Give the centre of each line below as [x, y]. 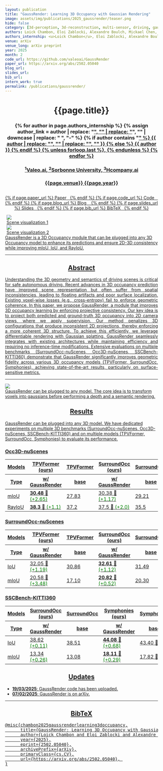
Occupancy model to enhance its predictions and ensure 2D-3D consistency [81, 243]
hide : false [17, 23]
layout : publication [26, 9]
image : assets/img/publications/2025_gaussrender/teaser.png [68, 18]
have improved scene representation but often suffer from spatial [81, 290]
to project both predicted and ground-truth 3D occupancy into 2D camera [81, 316]
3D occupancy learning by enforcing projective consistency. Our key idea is [81, 310]
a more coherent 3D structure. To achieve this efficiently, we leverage [81, 331]
